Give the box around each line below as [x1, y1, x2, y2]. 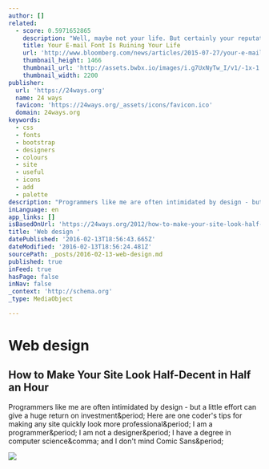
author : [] [8, 11, 45, 20]
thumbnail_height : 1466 [22, 57, 102, 65]
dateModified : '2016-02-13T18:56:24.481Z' [8, 243, 152, 251]
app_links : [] [8, 213, 56, 221]
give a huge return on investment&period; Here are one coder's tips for [8, 410, 243, 420]
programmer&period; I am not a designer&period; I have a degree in [8, 427, 231, 437]
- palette [15, 190, 48, 199]
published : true [8, 257, 62, 265]
